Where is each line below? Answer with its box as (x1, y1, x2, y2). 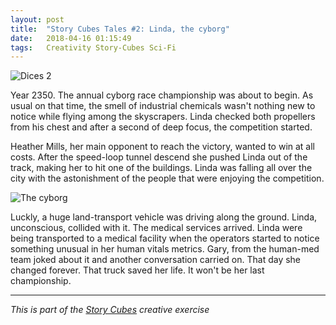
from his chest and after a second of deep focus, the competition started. (10, 121, 313, 133)
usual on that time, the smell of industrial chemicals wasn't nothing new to (10, 100, 316, 112)
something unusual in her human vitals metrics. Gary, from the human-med (10, 243, 320, 255)
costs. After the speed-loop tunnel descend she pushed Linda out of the (10, 151, 308, 163)
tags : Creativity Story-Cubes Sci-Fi (10, 42, 177, 53)
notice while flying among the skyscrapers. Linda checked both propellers (10, 111, 316, 123)
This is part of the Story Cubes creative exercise (10, 304, 210, 316)
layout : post (10, 14, 65, 25)
